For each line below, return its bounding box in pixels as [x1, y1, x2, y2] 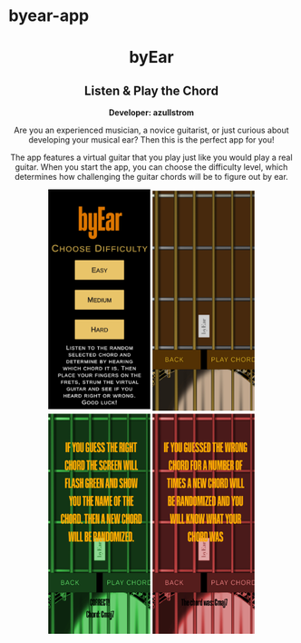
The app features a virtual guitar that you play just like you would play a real [10, 152, 293, 163]
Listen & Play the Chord [83, 83, 219, 98]
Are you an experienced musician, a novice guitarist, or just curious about [14, 124, 289, 136]
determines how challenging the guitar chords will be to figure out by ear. [14, 172, 289, 183]
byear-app [8, 5, 90, 26]
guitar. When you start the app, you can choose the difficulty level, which [15, 162, 288, 173]
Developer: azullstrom [108, 107, 195, 118]
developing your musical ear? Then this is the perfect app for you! [28, 134, 275, 145]
